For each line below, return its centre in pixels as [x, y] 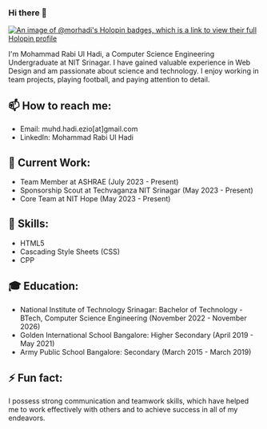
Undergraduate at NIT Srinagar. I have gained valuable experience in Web [130, 62]
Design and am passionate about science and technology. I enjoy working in [134, 71]
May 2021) [37, 344]
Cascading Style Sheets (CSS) [70, 252]
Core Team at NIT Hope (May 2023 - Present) [95, 198]
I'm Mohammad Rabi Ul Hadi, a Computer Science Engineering [112, 54]
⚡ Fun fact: [36, 377]
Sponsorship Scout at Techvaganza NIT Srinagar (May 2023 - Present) [136, 190]
